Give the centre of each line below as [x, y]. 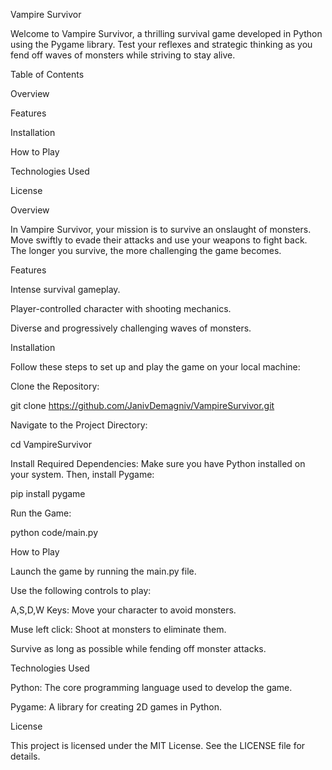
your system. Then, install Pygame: [82, 474]
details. [25, 756]
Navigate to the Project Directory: [79, 425]
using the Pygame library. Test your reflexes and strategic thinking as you [161, 44]
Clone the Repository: [55, 386]
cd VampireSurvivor [51, 444]
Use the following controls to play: [81, 590]
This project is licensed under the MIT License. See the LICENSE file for [158, 745]
